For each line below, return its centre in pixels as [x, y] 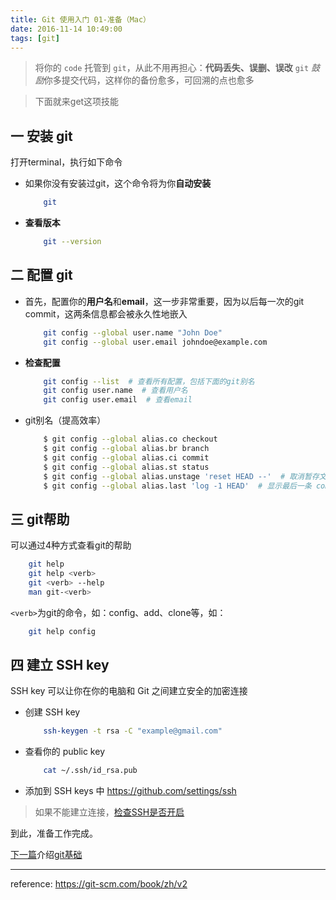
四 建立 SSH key [60, 664]
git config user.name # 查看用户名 [115, 391]
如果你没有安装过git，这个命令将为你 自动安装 [118, 183]
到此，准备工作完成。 [54, 833]
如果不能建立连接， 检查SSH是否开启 [109, 812]
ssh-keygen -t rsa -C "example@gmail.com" [133, 731]
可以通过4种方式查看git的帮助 [71, 545]
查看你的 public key [64, 752]
